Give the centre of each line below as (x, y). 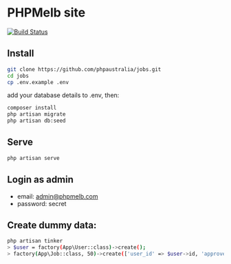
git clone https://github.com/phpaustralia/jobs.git (84, 69)
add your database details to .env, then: (63, 95)
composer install (32, 108)
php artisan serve (33, 158)
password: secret (42, 203)
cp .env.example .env (38, 82)
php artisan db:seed (37, 121)
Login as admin (41, 180)
